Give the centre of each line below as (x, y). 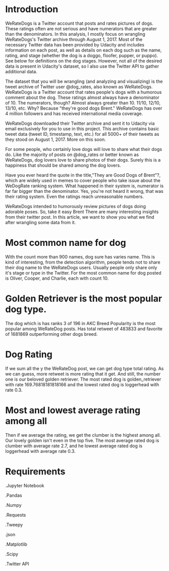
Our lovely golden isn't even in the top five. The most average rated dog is (82, 440)
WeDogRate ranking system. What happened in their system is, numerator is (84, 186)
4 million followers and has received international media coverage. (74, 113)
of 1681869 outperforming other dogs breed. (51, 334)
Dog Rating (29, 354)
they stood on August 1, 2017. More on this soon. (55, 139)
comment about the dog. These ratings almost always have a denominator (82, 97)
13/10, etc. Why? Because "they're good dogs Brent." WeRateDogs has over (84, 108)
